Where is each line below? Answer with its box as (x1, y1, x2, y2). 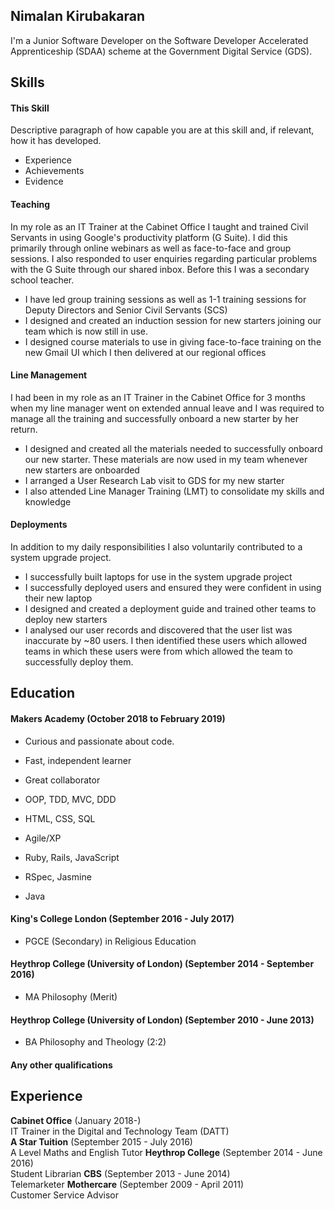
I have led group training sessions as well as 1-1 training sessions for (24, 293, 307, 305)
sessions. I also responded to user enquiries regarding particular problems (10, 252, 318, 264)
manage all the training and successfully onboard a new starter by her (10, 412, 299, 424)
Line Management (10, 369, 88, 381)
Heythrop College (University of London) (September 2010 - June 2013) (10, 1014, 315, 1026)
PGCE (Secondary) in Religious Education (24, 935, 197, 947)
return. (10, 423, 38, 435)
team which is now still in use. (24, 325, 149, 337)
